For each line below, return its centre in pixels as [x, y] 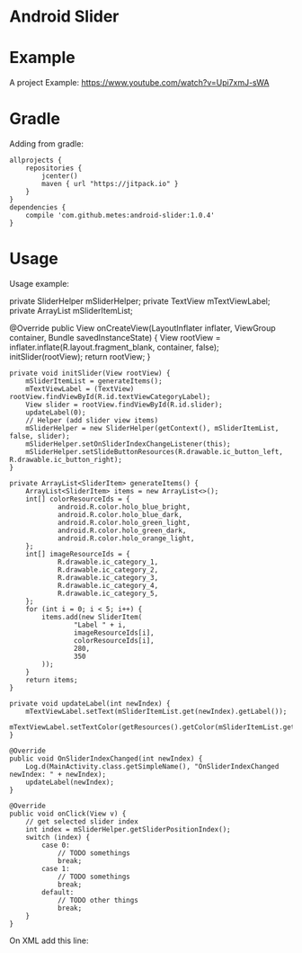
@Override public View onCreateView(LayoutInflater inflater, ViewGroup [142, 328]
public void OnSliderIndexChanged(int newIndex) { [106, 759]
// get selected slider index [82, 822]
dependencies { [38, 208]
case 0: [56, 845]
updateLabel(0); [56, 413]
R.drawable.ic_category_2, [108, 570]
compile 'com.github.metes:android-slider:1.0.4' [120, 216]
